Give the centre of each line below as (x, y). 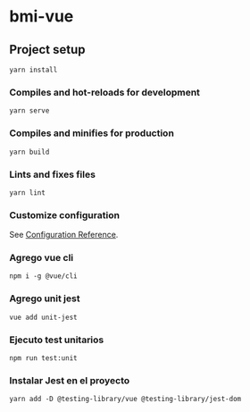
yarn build (29, 152)
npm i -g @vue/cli (43, 276)
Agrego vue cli (42, 258)
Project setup (48, 50)
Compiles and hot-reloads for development (105, 92)
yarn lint (28, 193)
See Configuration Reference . (64, 235)
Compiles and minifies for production (92, 133)
